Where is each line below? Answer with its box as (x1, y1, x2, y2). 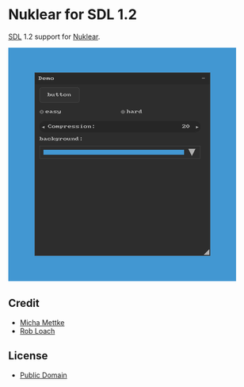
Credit (8, 297, 40, 310)
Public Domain (19, 370, 67, 380)
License (8, 349, 48, 362)
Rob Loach (19, 326, 55, 335)
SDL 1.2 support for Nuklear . (8, 32, 101, 41)
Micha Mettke (19, 317, 65, 327)
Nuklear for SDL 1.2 (8, 6, 137, 24)
